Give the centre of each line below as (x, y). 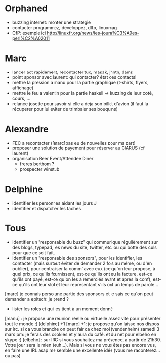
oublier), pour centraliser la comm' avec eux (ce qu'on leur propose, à (83, 268)
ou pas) (13, 355)
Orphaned (27, 9)
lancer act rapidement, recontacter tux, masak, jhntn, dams (73, 72)
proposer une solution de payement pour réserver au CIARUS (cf (79, 148)
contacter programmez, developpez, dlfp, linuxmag (65, 27)
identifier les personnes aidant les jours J (54, 203)
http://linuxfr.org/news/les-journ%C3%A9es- (93, 33)
